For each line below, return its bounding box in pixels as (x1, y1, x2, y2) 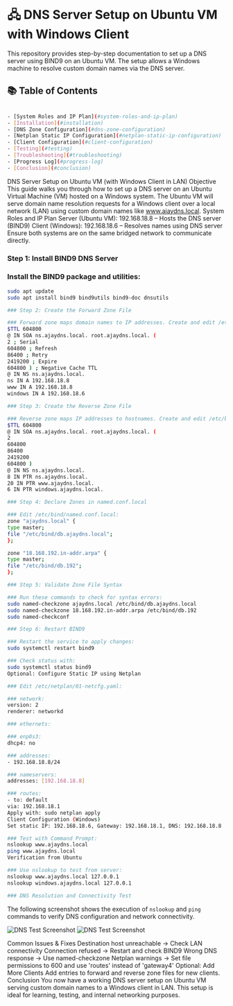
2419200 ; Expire (7, 358, 58, 365)
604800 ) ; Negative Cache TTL (7, 364, 98, 371)
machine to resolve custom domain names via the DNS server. (7, 64, 185, 72)
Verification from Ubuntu (7, 854, 82, 862)
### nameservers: (7, 771, 58, 778)
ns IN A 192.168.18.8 (7, 377, 70, 384)
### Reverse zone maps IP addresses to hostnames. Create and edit (7, 415, 207, 422)
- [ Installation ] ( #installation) (7, 119, 104, 126)
